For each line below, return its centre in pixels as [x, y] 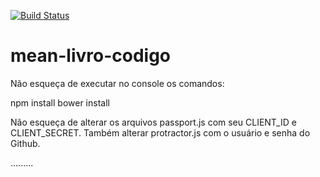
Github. [25, 143]
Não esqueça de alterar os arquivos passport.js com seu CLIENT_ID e [153, 122]
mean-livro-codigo [90, 56]
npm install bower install [60, 102]
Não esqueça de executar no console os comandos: [117, 83]
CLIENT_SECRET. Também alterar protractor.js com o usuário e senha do [160, 132]
